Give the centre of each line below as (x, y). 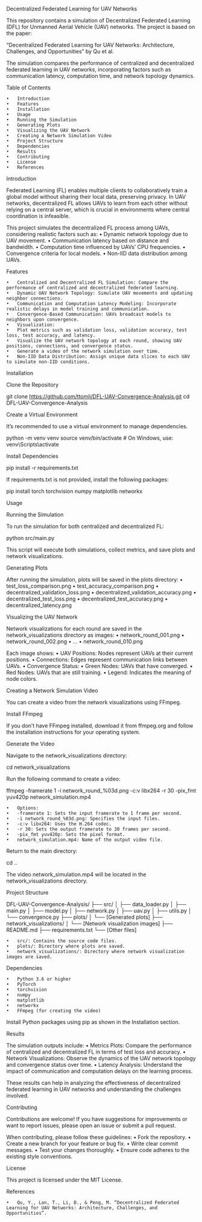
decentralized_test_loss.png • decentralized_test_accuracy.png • (87, 599)
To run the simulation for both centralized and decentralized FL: (85, 526)
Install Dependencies (32, 456)
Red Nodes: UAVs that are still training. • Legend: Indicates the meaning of (99, 672)
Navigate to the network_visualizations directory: (67, 755)
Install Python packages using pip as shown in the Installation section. (93, 1022)
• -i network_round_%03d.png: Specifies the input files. (84, 818)
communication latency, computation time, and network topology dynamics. (100, 76)
